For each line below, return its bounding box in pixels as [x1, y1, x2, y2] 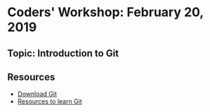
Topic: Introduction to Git [7, 47, 119, 59]
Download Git [17, 89, 58, 99]
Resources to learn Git [17, 97, 82, 106]
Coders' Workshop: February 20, [7, 4, 204, 20]
